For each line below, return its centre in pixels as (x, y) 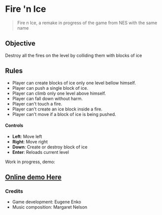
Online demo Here (33, 177)
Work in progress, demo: (30, 162)
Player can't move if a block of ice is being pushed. (64, 114)
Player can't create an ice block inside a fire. (57, 109)
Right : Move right (30, 142)
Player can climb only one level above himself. (59, 93)
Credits (14, 191)
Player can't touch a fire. (37, 104)
